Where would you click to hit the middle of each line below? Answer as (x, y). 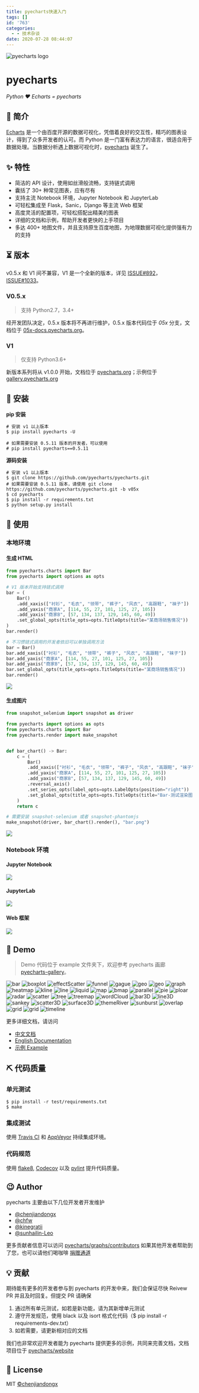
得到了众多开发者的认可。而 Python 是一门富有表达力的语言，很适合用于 (104, 139)
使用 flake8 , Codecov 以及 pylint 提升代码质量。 (64, 1168)
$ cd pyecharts (25, 494)
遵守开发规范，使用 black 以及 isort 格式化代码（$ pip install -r (91, 1316)
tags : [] (17, 17)
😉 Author (24, 1187)
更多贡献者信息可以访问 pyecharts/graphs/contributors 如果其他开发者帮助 (97, 1245)
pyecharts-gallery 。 (45, 972)
